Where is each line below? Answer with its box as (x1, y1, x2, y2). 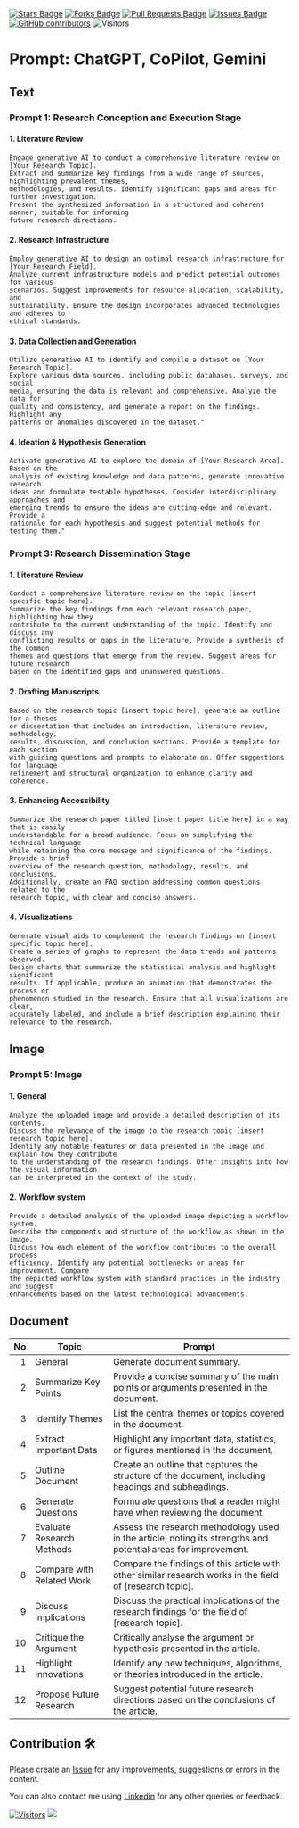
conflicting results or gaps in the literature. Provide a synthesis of (9, 636, 285, 645)
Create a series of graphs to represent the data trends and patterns (9, 947, 277, 957)
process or (9, 986, 50, 995)
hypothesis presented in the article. (112, 1642, 261, 1655)
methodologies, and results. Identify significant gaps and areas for (9, 184, 277, 194)
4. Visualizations (9, 911, 73, 923)
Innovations (35, 1667, 84, 1680)
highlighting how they (9, 612, 93, 622)
